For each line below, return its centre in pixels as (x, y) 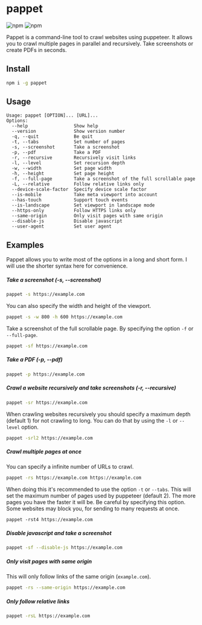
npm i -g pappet (27, 83)
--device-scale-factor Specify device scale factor (79, 190)
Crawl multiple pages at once (44, 451)
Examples (25, 245)
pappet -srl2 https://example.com (50, 438)
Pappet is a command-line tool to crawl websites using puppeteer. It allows (99, 37)
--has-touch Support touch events (70, 200)
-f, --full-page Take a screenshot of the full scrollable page (104, 179)
